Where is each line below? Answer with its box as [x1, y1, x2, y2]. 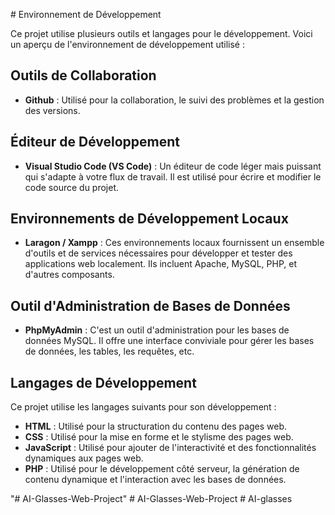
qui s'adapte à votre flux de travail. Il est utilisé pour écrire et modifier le [24, 170, 322, 183]
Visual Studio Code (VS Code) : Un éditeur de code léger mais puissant [24, 160, 322, 172]
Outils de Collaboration [10, 67, 157, 84]
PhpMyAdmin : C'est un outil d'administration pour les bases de [24, 324, 290, 336]
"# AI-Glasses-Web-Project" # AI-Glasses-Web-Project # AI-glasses [10, 493, 293, 505]
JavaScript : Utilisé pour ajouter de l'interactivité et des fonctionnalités [24, 442, 317, 454]
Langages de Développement [10, 374, 197, 391]
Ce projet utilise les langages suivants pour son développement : [10, 401, 277, 413]
